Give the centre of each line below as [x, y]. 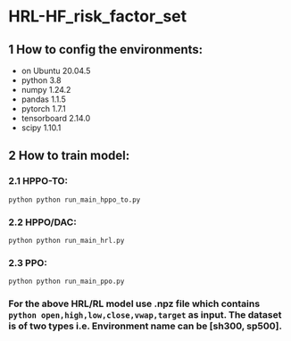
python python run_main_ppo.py [67, 282]
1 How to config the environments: [106, 50]
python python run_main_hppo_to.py [75, 200]
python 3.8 [41, 80]
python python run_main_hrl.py [67, 240]
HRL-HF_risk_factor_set [98, 17]
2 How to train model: [69, 156]
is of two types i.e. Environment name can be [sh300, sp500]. [145, 326]
